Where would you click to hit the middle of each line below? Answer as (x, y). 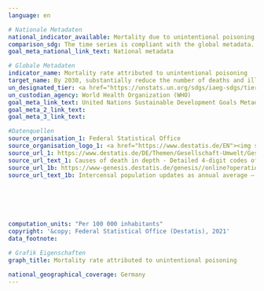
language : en (29, 15)
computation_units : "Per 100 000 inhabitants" (86, 224)
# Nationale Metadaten (45, 29)
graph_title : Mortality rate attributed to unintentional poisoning (123, 260)
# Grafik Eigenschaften (47, 252)
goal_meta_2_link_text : (47, 110)
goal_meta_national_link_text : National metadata (91, 52)
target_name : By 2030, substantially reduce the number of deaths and (126, 80)
